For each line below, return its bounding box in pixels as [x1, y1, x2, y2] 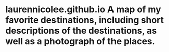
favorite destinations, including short [5, 14, 164, 26]
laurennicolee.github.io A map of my [5, 4, 161, 15]
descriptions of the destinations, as [5, 25, 157, 36]
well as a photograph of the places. [5, 36, 155, 47]
